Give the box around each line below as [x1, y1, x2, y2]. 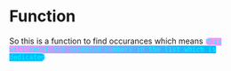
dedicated [9, 52, 46, 61]
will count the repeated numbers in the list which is [9, 44, 217, 54]
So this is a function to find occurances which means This [9, 35, 222, 46]
